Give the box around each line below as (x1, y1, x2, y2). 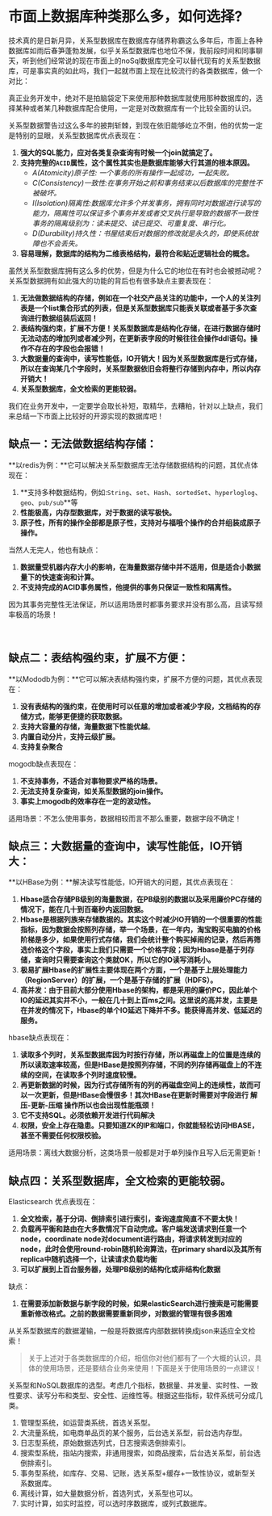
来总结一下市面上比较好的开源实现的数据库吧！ (8, 411, 164, 421)
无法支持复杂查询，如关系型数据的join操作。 (19, 786, 168, 796)
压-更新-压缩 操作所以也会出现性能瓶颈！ (19, 1100, 157, 1111)
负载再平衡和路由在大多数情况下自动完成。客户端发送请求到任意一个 (19, 1224, 247, 1234)
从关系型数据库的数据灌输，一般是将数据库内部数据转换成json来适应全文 (8, 1326, 249, 1336)
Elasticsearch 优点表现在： (8, 1197, 98, 1207)
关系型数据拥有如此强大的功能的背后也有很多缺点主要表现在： (8, 275, 214, 285)
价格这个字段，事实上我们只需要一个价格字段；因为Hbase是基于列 (27, 945, 248, 955)
